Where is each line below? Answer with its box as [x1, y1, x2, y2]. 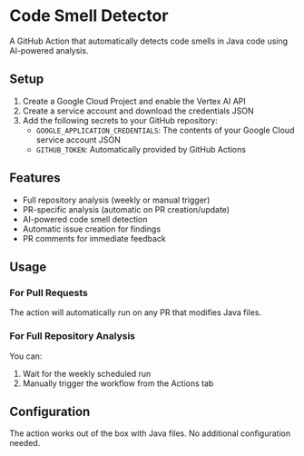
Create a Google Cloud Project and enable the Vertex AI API [22, 95, 247, 106]
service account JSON [35, 134, 121, 145]
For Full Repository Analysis [9, 330, 136, 342]
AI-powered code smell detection [22, 213, 148, 224]
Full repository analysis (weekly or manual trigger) [22, 194, 211, 205]
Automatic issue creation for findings [22, 223, 162, 234]
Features [9, 170, 61, 186]
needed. [9, 438, 41, 449]
